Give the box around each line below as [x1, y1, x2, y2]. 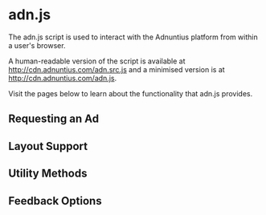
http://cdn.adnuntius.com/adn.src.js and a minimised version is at [8, 64, 225, 74]
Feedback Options [8, 194, 102, 208]
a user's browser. [8, 40, 66, 50]
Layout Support [8, 139, 88, 153]
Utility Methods [8, 167, 88, 181]
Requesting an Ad [8, 112, 99, 126]
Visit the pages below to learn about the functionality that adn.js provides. [8, 88, 253, 98]
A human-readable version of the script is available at [8, 56, 186, 66]
